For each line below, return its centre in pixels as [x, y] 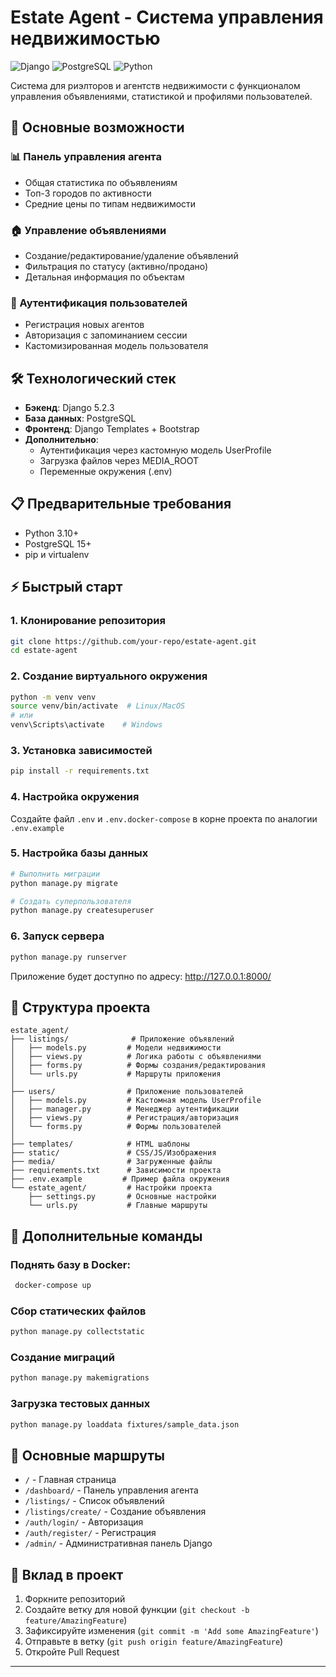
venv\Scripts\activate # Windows [86, 725]
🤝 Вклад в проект [67, 1574]
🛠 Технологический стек [93, 378]
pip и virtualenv [57, 554]
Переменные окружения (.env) [106, 472]
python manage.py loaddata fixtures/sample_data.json [125, 1424]
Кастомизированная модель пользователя [116, 346]
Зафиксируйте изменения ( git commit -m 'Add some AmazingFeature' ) [171, 1631]
